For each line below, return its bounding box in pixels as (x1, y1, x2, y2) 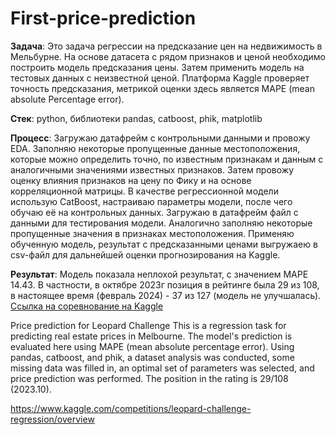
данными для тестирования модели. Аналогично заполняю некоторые (10, 217, 313, 229)
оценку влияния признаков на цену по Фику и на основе (10, 174, 252, 186)
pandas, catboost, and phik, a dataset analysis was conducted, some (10, 351, 295, 363)
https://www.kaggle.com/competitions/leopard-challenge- (10, 402, 252, 414)
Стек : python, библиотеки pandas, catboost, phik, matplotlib (10, 112, 263, 124)
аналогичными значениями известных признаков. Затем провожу (10, 163, 295, 176)
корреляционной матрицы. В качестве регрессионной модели (10, 185, 279, 197)
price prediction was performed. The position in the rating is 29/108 (10, 372, 289, 384)
